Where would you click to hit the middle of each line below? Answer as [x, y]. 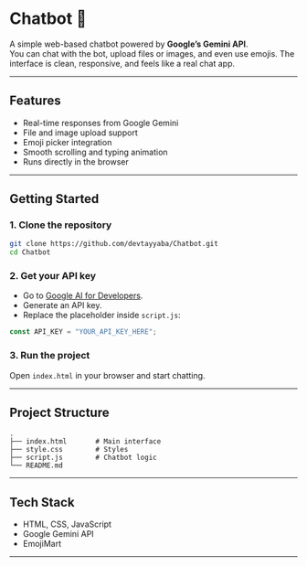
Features [35, 101]
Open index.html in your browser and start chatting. [107, 375]
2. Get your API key [53, 276]
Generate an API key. [62, 305]
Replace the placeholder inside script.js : [101, 316]
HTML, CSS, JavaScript [67, 524]
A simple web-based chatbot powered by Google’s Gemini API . [129, 44]
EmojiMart [42, 544]
